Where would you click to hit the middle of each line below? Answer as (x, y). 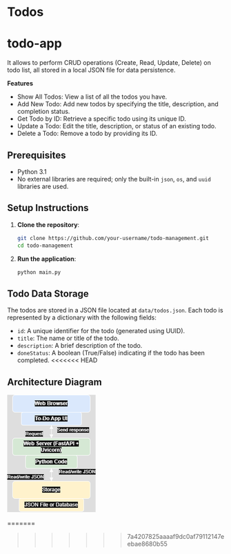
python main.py (39, 272)
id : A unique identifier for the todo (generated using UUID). (101, 331)
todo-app (34, 44)
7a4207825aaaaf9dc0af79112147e (176, 536)
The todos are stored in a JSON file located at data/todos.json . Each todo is (115, 310)
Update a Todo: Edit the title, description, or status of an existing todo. (117, 126)
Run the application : (47, 259)
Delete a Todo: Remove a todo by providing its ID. (87, 133)
